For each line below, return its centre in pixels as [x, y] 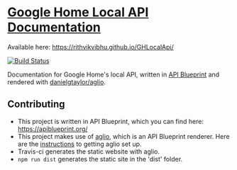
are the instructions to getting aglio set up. [79, 144]
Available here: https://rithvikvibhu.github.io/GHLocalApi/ [90, 47]
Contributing [36, 104]
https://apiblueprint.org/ [53, 129]
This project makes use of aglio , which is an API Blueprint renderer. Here [123, 136]
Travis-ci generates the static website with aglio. [88, 151]
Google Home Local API [78, 12]
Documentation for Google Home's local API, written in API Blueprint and [114, 74]
